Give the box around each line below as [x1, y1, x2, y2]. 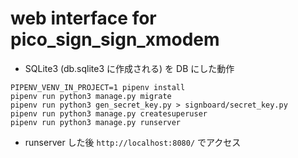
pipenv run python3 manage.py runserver [10, 117, 182, 127]
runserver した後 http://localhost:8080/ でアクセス [24, 136, 242, 148]
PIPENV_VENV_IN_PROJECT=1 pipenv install [10, 82, 186, 92]
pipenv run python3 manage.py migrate [10, 91, 172, 101]
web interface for [10, 7, 157, 30]
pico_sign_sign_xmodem [10, 28, 220, 51]
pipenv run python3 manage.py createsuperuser [10, 108, 208, 119]
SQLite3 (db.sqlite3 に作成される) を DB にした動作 [24, 62, 235, 74]
